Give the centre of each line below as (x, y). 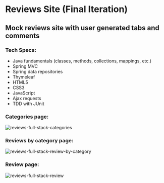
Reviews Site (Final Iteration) (66, 9)
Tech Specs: (21, 50)
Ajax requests (27, 98)
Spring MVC (25, 66)
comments (22, 35)
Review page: (22, 164)
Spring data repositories (38, 71)
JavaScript (24, 93)
